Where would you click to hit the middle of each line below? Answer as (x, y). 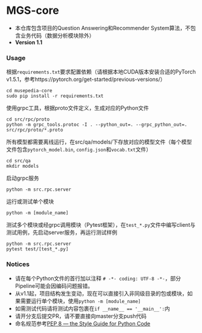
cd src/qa (19, 161)
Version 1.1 (29, 42)
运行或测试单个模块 (30, 201)
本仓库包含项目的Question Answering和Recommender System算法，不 (103, 28)
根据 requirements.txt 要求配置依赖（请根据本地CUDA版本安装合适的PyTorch (101, 72)
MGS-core (33, 11)
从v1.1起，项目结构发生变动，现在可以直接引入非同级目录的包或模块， (101, 293)
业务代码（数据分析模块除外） (57, 35)
